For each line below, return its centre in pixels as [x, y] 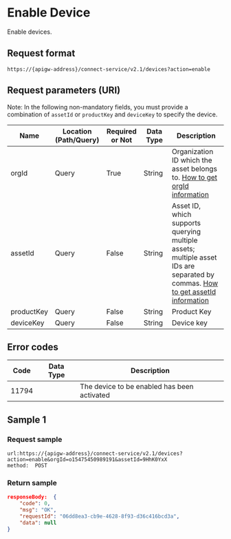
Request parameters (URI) [64, 91]
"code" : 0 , [35, 504]
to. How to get [195, 177]
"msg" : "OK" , [38, 510]
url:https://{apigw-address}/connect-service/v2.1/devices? [95, 454]
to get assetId [194, 292]
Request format [41, 53]
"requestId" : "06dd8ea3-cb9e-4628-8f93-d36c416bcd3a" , [100, 516]
